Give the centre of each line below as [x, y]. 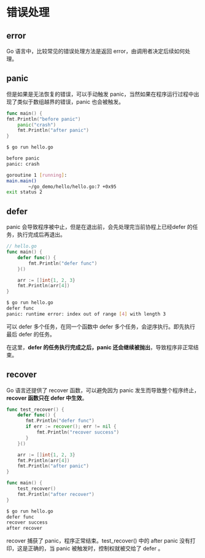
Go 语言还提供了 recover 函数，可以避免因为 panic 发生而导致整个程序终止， [103, 390]
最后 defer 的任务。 [31, 334]
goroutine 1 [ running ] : [37, 175]
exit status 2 [25, 192]
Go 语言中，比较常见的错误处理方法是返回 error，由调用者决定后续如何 [96, 51]
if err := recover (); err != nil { [71, 427]
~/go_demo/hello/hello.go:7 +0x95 [72, 187]
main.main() [21, 181]
